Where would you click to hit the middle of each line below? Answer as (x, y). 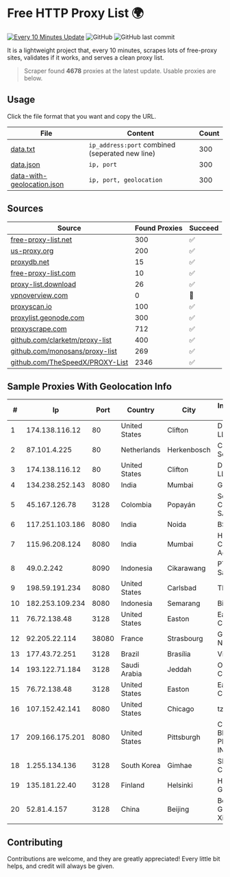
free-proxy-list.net (41, 239)
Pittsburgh (184, 737)
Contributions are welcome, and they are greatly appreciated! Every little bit (114, 859)
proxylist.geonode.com (48, 318)
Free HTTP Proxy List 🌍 (76, 13)
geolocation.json (37, 184)
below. (33, 78)
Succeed (204, 228)
